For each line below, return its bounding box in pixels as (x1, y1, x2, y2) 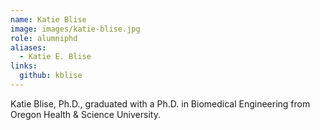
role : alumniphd (10, 33, 78, 43)
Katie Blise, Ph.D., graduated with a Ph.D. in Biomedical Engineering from (10, 97, 311, 110)
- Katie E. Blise (19, 52, 92, 62)
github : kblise (19, 71, 83, 81)
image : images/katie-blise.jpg (10, 24, 141, 34)
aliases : (10, 42, 47, 53)
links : (10, 61, 38, 71)
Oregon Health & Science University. (10, 108, 161, 120)
